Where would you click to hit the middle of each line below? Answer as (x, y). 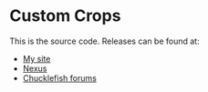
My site (36, 58)
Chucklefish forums (60, 77)
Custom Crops (65, 16)
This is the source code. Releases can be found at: (104, 41)
